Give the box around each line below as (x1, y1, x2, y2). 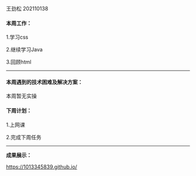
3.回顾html (6, 58, 32, 65)
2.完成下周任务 (6, 133, 42, 140)
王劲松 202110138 (6, 5, 48, 12)
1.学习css (6, 34, 29, 41)
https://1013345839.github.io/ (6, 163, 78, 170)
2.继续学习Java (6, 46, 43, 53)
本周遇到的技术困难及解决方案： (6, 78, 83, 85)
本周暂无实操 (6, 92, 37, 99)
